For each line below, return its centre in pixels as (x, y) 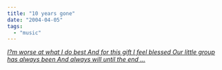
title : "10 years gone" (41, 13)
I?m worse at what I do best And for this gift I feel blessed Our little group (111, 52)
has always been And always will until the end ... (77, 60)
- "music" (27, 33)
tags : (15, 26)
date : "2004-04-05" (35, 20)
